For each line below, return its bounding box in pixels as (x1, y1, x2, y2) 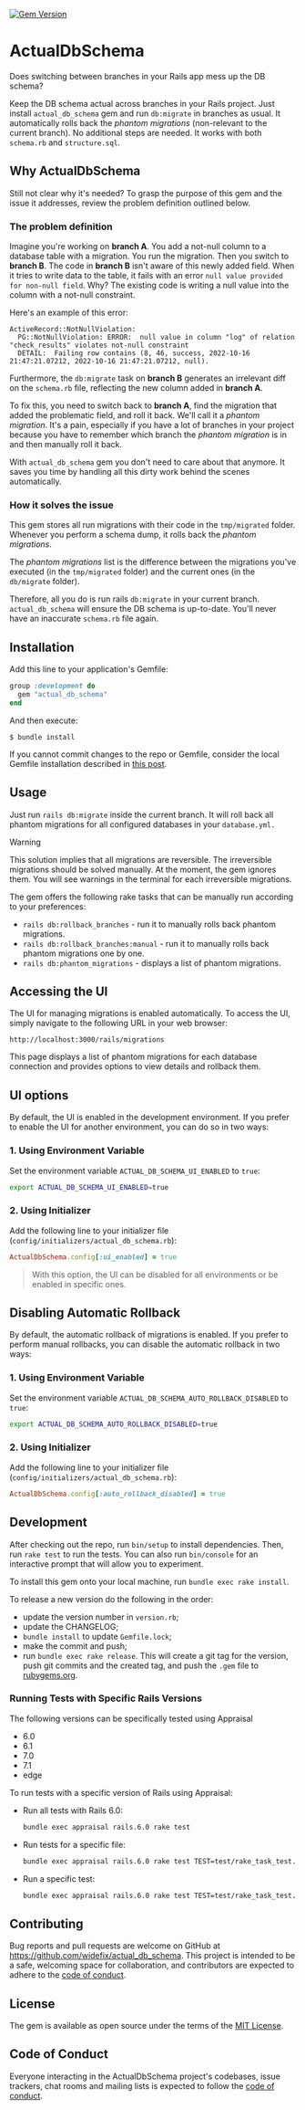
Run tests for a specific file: (22, 1839, 126, 1850)
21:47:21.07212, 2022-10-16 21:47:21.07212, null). (9, 357, 209, 366)
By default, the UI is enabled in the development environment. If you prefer (9, 1112, 290, 1123)
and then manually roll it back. (9, 439, 123, 450)
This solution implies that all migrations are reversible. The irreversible (9, 854, 272, 865)
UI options (9, 1087, 69, 1103)
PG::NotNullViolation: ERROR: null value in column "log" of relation (17, 333, 296, 342)
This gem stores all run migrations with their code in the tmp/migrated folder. (9, 520, 296, 530)
